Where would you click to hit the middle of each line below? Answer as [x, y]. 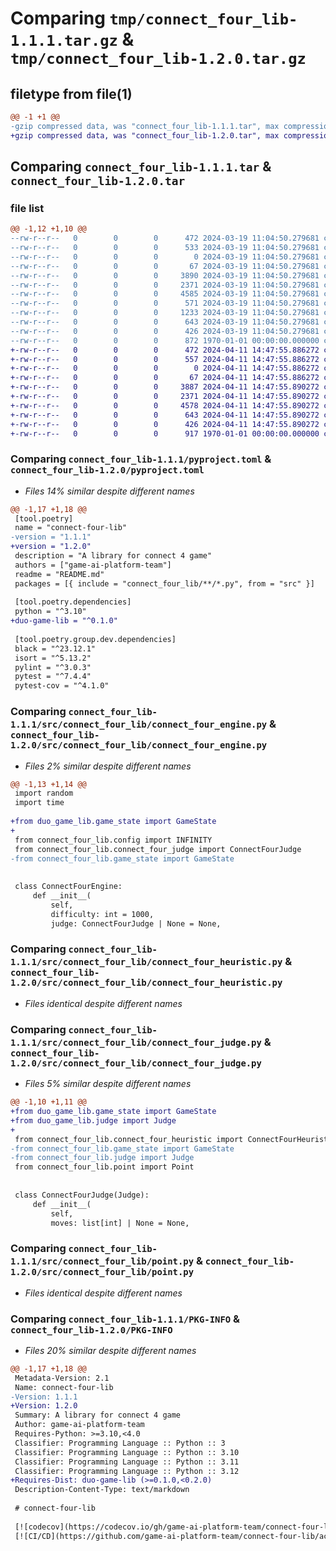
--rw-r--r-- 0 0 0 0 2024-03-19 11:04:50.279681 [165, 257]
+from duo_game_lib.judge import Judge [93, 1120]
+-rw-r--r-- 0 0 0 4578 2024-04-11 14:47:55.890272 [165, 405]
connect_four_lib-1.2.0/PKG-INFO [91, 1330]
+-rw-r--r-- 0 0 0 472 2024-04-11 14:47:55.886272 [165, 350]
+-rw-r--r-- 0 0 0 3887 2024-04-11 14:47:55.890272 [165, 387]
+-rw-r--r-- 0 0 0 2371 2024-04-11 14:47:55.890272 [165, 397]
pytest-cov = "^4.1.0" [62, 686]
